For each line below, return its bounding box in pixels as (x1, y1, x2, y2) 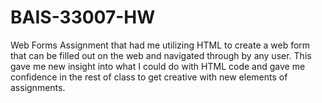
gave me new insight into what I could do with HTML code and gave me (10, 60, 306, 72)
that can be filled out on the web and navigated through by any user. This (10, 49, 312, 61)
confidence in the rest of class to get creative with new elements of (10, 71, 288, 83)
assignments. (10, 81, 66, 93)
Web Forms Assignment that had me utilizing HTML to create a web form (10, 39, 311, 51)
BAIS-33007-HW (10, 6, 156, 29)
